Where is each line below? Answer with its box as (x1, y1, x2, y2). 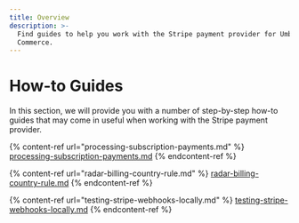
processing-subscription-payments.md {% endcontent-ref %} (9, 151, 238, 162)
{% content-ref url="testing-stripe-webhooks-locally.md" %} (9, 195, 233, 205)
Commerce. (17, 37, 53, 47)
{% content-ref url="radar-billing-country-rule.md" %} (9, 168, 209, 179)
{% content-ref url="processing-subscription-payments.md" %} (9, 141, 245, 152)
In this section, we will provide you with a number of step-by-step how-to (9, 106, 279, 116)
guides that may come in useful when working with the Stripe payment (9, 115, 269, 125)
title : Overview (9, 12, 69, 22)
